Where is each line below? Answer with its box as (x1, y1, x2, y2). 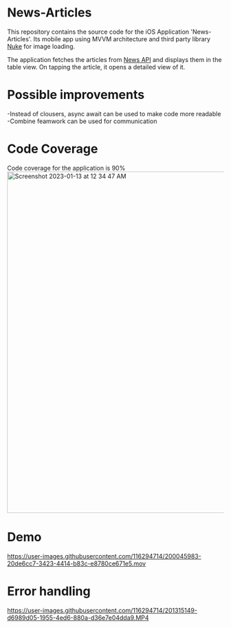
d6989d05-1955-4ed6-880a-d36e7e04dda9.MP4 (7, 614, 149, 622)
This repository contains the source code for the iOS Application (7, 28, 190, 36)
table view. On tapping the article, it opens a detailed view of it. (7, 63, 186, 71)
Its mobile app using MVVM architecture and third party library (33, 34, 211, 43)
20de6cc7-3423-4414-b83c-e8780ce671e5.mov (7, 559, 146, 567)
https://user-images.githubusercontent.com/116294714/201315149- (7, 606, 198, 614)
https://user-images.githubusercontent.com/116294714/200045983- (7, 552, 201, 560)
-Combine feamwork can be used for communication (7, 117, 157, 125)
